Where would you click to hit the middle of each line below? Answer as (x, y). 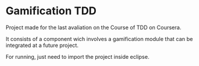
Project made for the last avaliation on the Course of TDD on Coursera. (93, 27)
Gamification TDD (51, 11)
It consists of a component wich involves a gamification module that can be (99, 39)
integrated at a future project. (42, 45)
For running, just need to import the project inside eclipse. (77, 56)
